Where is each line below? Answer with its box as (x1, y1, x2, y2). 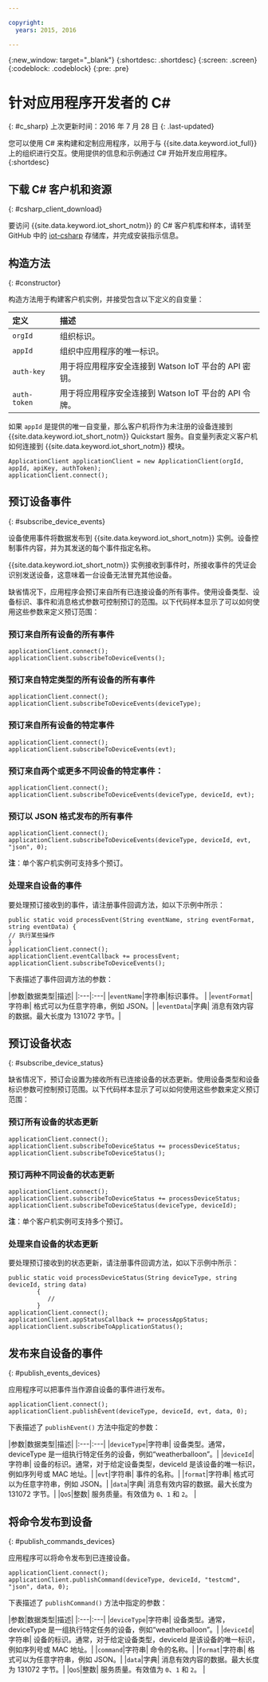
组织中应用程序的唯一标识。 (59, 346, 164, 357)
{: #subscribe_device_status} (8, 1058, 104, 1068)
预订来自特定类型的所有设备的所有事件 (8, 675, 156, 686)
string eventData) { (8, 923, 77, 931)
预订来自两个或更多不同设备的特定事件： (8, 765, 164, 776)
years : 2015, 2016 (15, 26, 77, 34)
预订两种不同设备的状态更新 (8, 1169, 115, 1180)
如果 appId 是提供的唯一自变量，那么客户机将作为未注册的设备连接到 (8, 422, 233, 431)
